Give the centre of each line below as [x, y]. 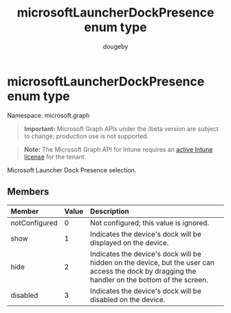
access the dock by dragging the [143, 271]
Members [28, 192]
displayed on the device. [130, 243]
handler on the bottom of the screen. [149, 279]
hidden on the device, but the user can [152, 262]
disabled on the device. [128, 299]
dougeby [115, 46]
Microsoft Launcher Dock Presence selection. [72, 170]
